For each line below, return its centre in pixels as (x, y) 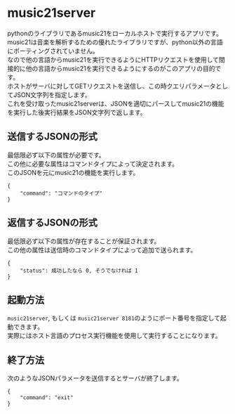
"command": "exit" (47, 398)
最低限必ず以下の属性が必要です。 (56, 155)
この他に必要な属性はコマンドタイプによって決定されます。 (93, 164)
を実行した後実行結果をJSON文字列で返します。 (77, 112)
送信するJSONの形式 (53, 137)
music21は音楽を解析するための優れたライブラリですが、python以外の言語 (115, 42)
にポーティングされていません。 (53, 51)
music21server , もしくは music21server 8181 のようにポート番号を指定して (114, 318)
